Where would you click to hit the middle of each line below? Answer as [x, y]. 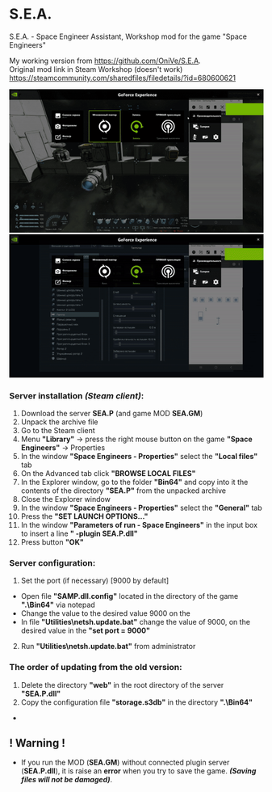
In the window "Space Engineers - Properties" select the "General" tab [142, 508]
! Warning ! [37, 743]
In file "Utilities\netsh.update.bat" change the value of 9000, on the [136, 622]
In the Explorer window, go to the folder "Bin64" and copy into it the [134, 482]
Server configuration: [52, 562]
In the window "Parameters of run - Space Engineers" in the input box [139, 525]
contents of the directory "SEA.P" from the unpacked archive [123, 491]
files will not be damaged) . [67, 780]
